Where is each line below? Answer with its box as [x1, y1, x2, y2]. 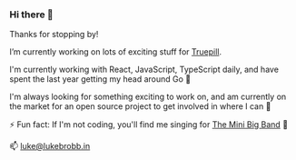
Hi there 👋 [9, 8, 54, 21]
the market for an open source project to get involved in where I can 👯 [9, 101, 271, 112]
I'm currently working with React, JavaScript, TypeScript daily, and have [9, 64, 280, 75]
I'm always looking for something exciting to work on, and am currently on [9, 91, 287, 103]
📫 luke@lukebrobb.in [9, 141, 91, 152]
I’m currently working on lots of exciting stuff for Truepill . [9, 46, 222, 57]
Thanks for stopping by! [9, 29, 99, 40]
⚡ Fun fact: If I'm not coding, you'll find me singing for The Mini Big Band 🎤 [9, 119, 289, 130]
